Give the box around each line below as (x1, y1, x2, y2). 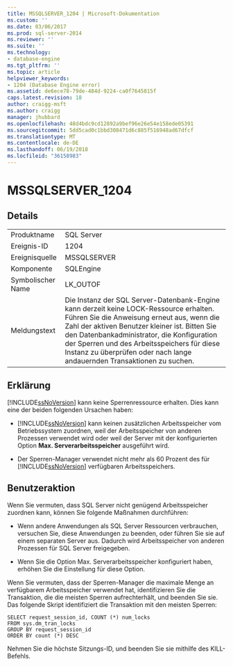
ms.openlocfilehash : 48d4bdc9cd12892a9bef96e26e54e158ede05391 (7, 120, 194, 127)
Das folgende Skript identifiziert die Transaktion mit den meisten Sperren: (7, 600, 217, 609)
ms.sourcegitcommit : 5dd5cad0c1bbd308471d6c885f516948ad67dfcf (7, 127, 194, 134)
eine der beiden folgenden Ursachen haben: (7, 405, 134, 414)
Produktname (10, 230, 55, 239)
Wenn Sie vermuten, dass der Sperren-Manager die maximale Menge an (7, 578, 214, 587)
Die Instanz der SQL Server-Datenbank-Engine (64, 295, 221, 305)
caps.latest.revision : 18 (7, 95, 82, 102)
